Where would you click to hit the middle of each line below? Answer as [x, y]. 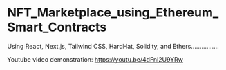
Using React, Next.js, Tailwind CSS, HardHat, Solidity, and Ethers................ [113, 46]
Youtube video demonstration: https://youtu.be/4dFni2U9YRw [95, 59]
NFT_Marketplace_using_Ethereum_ [113, 13]
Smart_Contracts [57, 27]
